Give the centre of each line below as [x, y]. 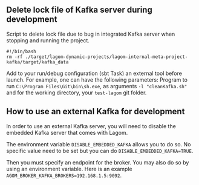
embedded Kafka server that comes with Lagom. [67, 132]
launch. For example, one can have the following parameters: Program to [97, 80]
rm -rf [15, 57]
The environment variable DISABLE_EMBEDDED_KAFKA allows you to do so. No [99, 144]
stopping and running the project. [48, 40]
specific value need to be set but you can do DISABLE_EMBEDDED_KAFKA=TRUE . [100, 151]
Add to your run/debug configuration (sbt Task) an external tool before [94, 73]
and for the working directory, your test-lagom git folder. [77, 92]
